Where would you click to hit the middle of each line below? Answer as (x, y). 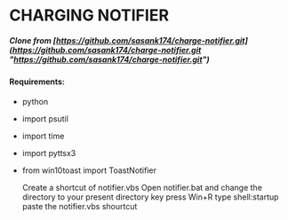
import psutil (45, 118)
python (35, 101)
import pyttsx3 (49, 153)
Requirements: (37, 82)
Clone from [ (33, 40)
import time (43, 136)
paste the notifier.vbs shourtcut (80, 206)
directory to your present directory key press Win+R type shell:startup (150, 197)
